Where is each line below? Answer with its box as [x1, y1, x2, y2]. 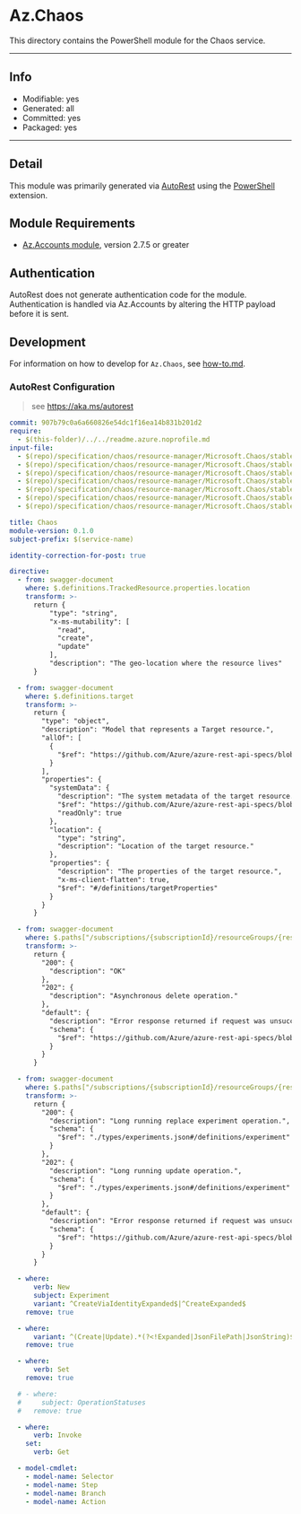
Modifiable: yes [21, 93, 80, 104]
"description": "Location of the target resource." [56, 842, 254, 851]
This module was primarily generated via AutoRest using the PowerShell [9, 180, 276, 191]
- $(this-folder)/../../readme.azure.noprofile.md [17, 435, 211, 444]
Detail [9, 156, 43, 171]
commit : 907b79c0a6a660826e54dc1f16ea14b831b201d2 [9, 418, 202, 427]
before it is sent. [9, 309, 70, 319]
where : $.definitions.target [25, 692, 134, 701]
